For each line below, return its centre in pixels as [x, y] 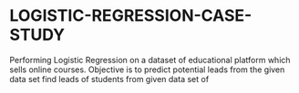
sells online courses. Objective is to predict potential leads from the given [147, 70]
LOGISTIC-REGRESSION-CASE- [131, 16]
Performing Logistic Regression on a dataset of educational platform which [150, 60]
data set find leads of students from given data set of [109, 79]
